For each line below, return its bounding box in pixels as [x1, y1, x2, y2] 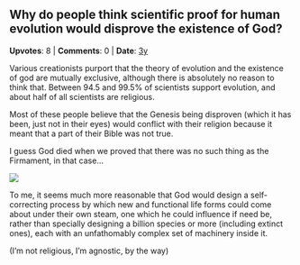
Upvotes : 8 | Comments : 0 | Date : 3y [9, 45, 149, 56]
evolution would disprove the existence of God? [9, 22, 283, 37]
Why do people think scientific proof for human [9, 7, 281, 23]
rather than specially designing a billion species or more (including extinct [9, 218, 284, 229]
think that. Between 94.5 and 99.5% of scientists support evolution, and [9, 81, 276, 93]
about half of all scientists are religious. [9, 91, 155, 102]
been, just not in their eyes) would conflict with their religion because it [9, 118, 273, 129]
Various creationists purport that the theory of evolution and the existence [9, 62, 284, 73]
